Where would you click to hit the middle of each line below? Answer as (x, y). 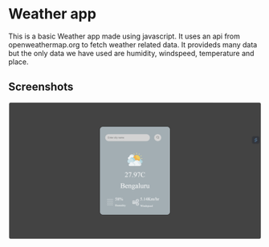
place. (19, 62)
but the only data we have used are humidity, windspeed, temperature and (131, 53)
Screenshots (41, 87)
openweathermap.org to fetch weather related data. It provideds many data (133, 44)
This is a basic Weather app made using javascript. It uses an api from (124, 36)
